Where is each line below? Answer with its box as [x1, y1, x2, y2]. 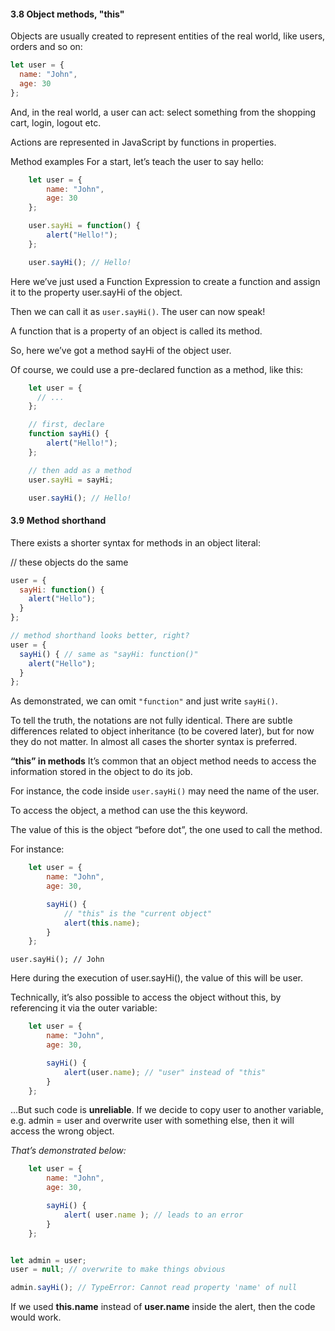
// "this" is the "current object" [63, 908, 213, 919]
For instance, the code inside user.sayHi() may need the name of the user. [10, 785, 320, 797]
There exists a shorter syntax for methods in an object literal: [10, 536, 262, 549]
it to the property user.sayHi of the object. [10, 286, 183, 298]
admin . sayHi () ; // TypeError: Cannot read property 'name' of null [10, 1283, 298, 1293]
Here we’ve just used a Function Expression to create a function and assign [10, 275, 321, 287]
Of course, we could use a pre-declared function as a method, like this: [10, 363, 304, 375]
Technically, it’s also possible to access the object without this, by [10, 991, 282, 1004]
